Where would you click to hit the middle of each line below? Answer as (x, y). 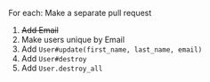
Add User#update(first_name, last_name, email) (112, 49)
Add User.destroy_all (62, 68)
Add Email (40, 30)
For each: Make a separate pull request (80, 13)
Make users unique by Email (73, 40)
